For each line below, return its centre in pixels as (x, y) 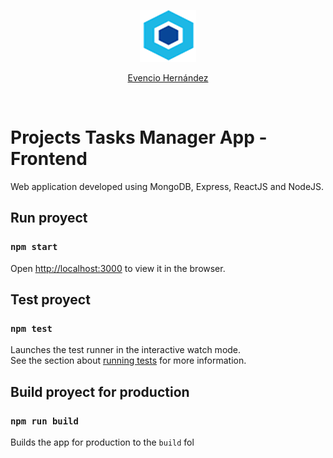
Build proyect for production (100, 391)
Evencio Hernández (168, 78)
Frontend (49, 159)
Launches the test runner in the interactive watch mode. (126, 350)
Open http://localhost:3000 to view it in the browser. (118, 268)
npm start (34, 247)
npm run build (44, 421)
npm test (31, 328)
